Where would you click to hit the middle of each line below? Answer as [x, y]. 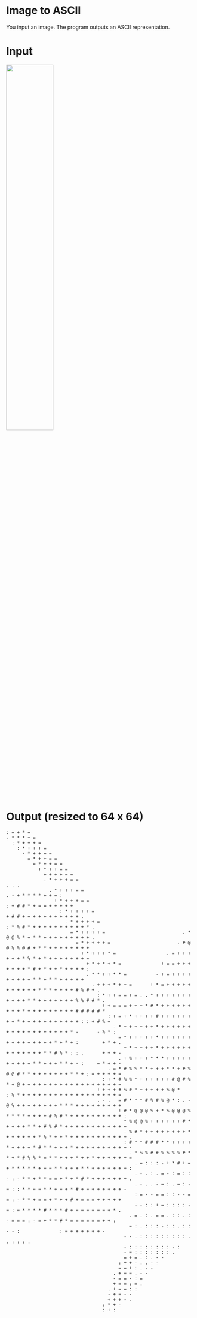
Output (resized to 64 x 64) [75, 817]
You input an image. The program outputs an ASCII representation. [88, 27]
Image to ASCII [44, 10]
